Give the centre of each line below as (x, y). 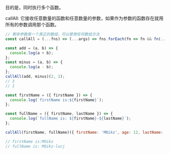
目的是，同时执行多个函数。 (34, 7)
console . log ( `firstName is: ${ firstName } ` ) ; (57, 100)
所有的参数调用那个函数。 (32, 25)
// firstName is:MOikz (29, 141)
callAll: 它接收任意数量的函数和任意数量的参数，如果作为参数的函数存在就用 (84, 18)
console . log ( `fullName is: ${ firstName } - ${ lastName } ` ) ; (70, 118)
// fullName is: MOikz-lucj (35, 146)
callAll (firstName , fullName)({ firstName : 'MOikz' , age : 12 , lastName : (84, 132)
